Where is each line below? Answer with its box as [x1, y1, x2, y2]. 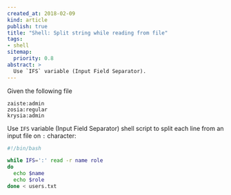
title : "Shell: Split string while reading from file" [7, 29, 168, 37]
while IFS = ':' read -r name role [7, 157, 103, 164]
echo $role [13, 176, 45, 183]
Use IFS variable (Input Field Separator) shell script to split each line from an [7, 124, 224, 132]
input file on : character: [7, 132, 77, 140]
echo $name [13, 170, 45, 177]
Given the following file [7, 87, 72, 95]
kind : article [7, 17, 48, 23]
